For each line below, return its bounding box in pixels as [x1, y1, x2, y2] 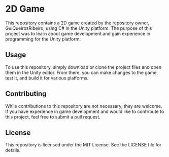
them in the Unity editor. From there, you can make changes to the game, [5, 69, 158, 75]
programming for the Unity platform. [5, 36, 81, 42]
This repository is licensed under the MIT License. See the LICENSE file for [5, 142, 162, 148]
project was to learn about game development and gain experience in [5, 30, 151, 36]
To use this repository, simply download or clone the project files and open [5, 64, 162, 70]
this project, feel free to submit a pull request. [5, 113, 100, 120]
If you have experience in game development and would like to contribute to [5, 108, 164, 114]
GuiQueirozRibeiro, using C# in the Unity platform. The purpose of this [5, 25, 152, 31]
